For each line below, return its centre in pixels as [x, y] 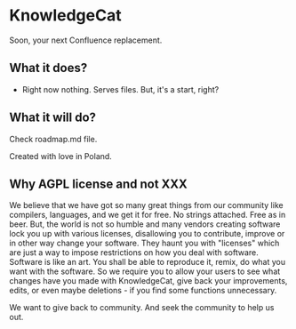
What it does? [48, 68]
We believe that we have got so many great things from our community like [146, 205]
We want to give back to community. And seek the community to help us [142, 308]
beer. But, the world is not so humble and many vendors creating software [145, 224]
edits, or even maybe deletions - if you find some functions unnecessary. [143, 291]
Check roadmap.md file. [53, 139]
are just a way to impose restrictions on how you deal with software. [134, 253]
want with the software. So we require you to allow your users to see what [145, 271]
